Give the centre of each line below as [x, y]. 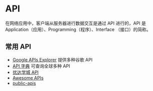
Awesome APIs [28, 77]
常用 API [18, 47]
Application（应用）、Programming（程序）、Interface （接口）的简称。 [78, 29]
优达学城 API [26, 72]
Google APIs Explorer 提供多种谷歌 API [52, 59]
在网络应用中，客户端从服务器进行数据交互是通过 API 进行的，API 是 [76, 23]
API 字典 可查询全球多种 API [41, 66]
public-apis [24, 83]
